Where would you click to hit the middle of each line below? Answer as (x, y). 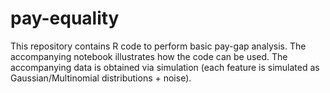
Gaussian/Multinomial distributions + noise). (101, 78)
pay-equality (65, 18)
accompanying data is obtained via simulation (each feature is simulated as (165, 67)
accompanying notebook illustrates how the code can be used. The (149, 56)
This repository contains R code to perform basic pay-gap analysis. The (158, 46)
